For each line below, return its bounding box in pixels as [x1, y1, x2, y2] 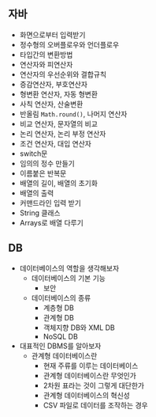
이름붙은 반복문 [19, 169, 67, 178]
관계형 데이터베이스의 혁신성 [43, 390, 130, 400]
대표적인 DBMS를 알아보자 [19, 341, 102, 351]
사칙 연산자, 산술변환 [19, 99, 84, 108]
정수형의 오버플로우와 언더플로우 [19, 40, 120, 49]
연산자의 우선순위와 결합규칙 [19, 70, 107, 79]
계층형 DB [43, 303, 75, 313]
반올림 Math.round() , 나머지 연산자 [19, 109, 128, 119]
